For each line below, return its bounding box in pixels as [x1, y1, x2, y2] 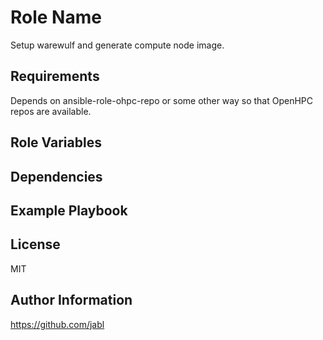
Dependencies [10, 168, 103, 185]
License [10, 236, 61, 253]
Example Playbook [10, 202, 128, 219]
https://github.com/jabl [10, 318, 105, 330]
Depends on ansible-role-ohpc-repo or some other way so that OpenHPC [10, 94, 313, 106]
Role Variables [10, 134, 102, 151]
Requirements [10, 68, 100, 85]
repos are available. [10, 105, 92, 117]
